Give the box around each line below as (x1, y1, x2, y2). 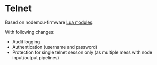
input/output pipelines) (12, 54, 59, 60)
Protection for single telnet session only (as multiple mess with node (12, 49, 153, 55)
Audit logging (12, 38, 40, 45)
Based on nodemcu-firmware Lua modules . (5, 19, 94, 25)
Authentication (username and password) (12, 44, 98, 50)
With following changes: (5, 29, 55, 35)
